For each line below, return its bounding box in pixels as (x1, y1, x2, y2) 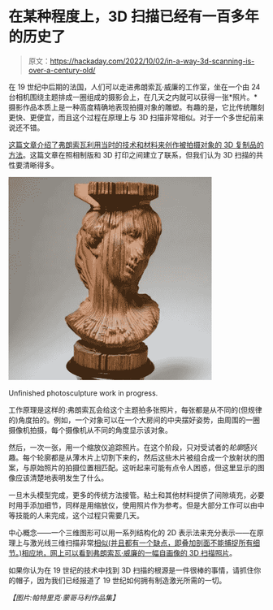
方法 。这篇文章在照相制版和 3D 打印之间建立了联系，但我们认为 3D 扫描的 (8, 149, 257, 159)
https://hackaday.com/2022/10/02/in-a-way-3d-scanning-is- (50, 56, 255, 66)
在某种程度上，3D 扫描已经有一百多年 (8, 7, 259, 26)
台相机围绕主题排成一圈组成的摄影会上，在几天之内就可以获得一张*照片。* (8, 92, 258, 102)
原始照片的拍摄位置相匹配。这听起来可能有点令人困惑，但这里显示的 (29, 462, 258, 472)
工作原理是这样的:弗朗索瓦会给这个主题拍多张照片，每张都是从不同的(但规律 (8, 405, 262, 414)
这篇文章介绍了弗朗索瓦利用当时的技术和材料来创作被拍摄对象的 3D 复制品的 (8, 140, 264, 149)
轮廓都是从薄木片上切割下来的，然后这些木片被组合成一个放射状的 (36, 452, 258, 462)
